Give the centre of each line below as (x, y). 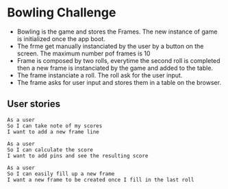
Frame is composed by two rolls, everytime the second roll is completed (118, 60)
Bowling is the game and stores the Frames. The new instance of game (117, 32)
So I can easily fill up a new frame (61, 174)
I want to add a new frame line (53, 131)
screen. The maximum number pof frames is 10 (84, 53)
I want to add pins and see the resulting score (78, 155)
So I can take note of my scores (55, 126)
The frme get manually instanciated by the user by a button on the (110, 46)
